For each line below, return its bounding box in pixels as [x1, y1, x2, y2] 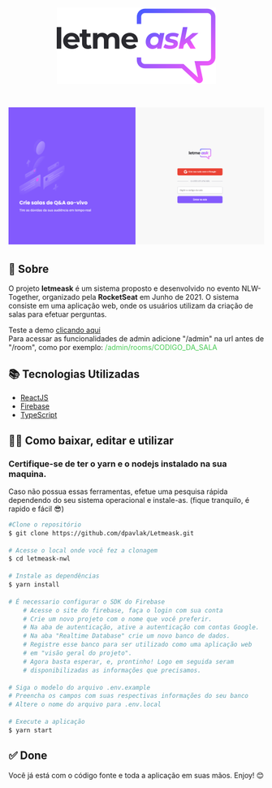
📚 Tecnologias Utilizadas [8, 367, 140, 381]
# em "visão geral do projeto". [23, 649, 132, 657]
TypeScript [19, 410, 58, 420]
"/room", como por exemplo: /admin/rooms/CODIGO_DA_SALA [8, 343, 218, 353]
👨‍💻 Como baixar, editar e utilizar [8, 434, 175, 448]
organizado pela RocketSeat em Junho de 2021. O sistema [41, 292, 240, 302]
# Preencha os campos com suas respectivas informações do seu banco [8, 692, 249, 700]
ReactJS [19, 393, 49, 403]
